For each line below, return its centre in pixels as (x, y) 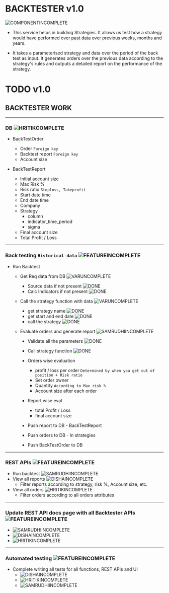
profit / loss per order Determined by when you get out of (95, 370)
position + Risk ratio (59, 375)
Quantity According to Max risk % (70, 385)
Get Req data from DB (43, 276)
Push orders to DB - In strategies (61, 435)
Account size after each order (66, 391)
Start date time (35, 195)
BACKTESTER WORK (38, 108)
